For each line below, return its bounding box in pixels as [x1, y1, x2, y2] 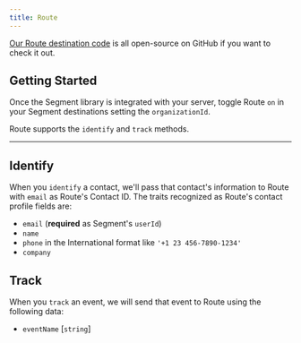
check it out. [9, 47, 56, 58]
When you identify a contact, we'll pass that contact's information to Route [9, 182, 289, 193]
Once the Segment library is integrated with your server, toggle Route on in [9, 97, 285, 107]
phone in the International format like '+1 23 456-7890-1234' [21, 237, 242, 248]
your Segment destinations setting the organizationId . [9, 107, 211, 117]
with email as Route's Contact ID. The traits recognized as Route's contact [9, 192, 283, 202]
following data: [9, 306, 64, 317]
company [21, 248, 51, 258]
